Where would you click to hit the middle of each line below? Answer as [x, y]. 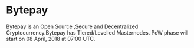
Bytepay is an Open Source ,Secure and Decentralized [72, 26]
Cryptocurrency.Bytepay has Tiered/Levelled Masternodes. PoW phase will [97, 32]
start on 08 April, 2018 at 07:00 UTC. [51, 39]
